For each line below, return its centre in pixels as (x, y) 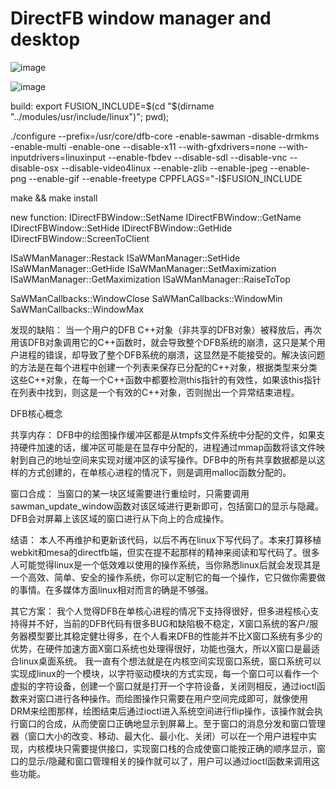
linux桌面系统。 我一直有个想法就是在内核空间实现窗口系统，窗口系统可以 (170, 661)
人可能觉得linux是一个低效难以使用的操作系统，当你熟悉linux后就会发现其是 (165, 564)
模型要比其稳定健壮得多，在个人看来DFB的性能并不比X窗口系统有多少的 (175, 636)
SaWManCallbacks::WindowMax (77, 309)
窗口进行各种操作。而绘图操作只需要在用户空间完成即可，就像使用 (172, 698)
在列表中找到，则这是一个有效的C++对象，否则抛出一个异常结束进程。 (155, 392)
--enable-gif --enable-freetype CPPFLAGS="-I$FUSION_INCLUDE (165, 178)
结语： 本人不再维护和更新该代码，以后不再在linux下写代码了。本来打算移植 (166, 539)
